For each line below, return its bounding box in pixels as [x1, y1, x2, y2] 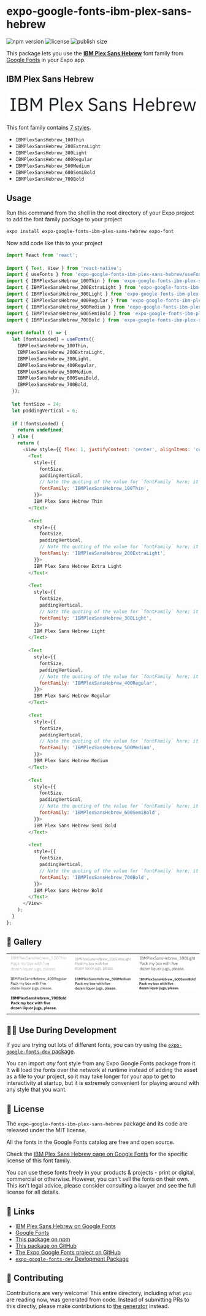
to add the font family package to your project [6, 215, 123, 223]
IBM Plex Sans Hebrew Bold [33, 887, 103, 894]
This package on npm [15, 1235, 71, 1243]
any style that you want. [6, 1086, 67, 1093]
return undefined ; [17, 427, 64, 433]
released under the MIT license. [6, 1127, 87, 1134]
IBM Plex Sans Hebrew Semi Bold [33, 822, 116, 829]
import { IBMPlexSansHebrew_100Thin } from [6, 278, 120, 284]
